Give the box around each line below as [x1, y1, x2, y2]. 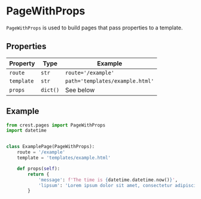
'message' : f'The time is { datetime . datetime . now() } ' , [38, 177, 178, 183]
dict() [41, 86, 60, 94]
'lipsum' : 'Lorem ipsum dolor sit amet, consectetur [38, 182, 172, 188]
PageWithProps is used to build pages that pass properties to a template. [6, 24, 183, 31]
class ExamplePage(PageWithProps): [6, 144, 95, 150]
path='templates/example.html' [65, 77, 154, 85]
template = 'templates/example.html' [17, 155, 111, 161]
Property [9, 59, 35, 67]
